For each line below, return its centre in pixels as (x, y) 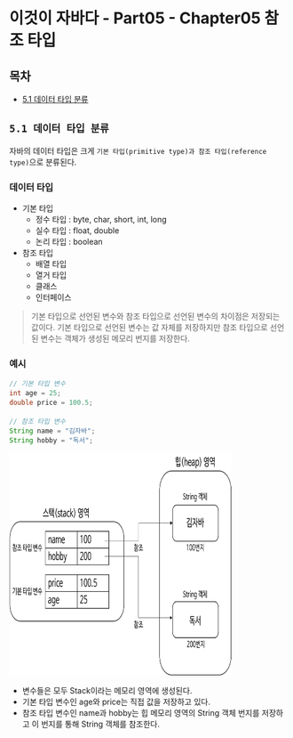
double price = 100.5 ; (51, 403)
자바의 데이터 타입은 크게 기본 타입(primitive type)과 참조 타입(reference (138, 150)
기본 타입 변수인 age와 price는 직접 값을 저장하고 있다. (116, 702)
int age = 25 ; (36, 393)
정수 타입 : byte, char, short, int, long (101, 220)
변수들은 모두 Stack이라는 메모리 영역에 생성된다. (107, 690)
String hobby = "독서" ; (51, 440)
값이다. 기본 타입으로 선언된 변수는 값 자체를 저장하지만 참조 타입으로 (149, 328)
